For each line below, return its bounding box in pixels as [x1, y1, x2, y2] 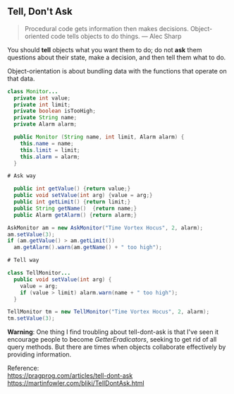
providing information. [7, 350, 72, 359]
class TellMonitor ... [7, 270, 71, 277]
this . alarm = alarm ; [20, 153, 80, 160]
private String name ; [13, 114, 78, 121]
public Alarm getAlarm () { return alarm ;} [13, 211, 137, 218]
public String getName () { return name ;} [13, 205, 137, 212]
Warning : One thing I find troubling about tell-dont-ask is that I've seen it [7, 328, 219, 336]
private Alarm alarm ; [13, 121, 78, 128]
